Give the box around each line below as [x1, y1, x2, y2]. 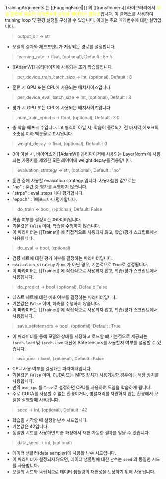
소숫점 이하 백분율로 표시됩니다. [12, 131, 73, 136]
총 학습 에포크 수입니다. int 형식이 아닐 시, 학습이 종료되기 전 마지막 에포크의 [12, 124, 159, 130]
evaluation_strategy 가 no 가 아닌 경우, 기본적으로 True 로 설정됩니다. [12, 261, 149, 267]
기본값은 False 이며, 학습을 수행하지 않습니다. [12, 223, 101, 229]
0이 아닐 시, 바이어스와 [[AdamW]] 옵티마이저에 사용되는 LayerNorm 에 [12, 151, 152, 157]
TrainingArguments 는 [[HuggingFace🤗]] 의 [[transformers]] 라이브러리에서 [5, 5, 156, 10]
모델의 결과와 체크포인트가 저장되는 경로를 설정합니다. [12, 44, 116, 49]
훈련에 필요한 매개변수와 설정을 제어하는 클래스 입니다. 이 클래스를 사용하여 [10, 11, 154, 17]
